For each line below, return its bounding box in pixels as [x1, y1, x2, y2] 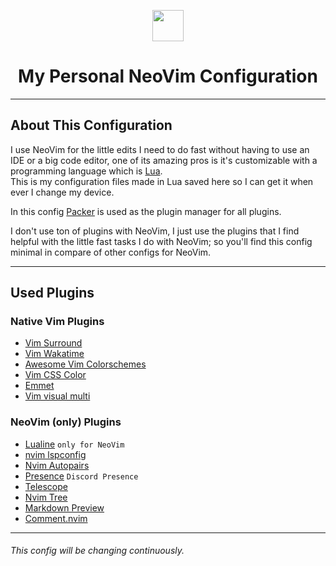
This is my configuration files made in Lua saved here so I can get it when [10, 175, 314, 187]
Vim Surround [24, 337, 83, 349]
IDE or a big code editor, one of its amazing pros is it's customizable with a [10, 154, 318, 166]
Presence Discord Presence [24, 470, 139, 482]
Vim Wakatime [24, 348, 85, 360]
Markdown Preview [24, 501, 105, 514]
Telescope [24, 480, 68, 492]
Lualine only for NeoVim [24, 438, 125, 450]
